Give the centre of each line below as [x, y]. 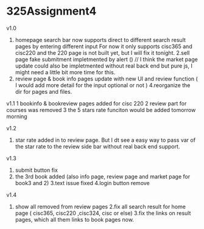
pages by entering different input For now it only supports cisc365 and [104, 46]
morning [17, 116]
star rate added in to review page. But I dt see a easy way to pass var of [105, 140]
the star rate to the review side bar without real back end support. [97, 146]
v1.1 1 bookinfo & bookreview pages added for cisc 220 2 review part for [97, 103]
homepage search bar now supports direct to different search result [100, 40]
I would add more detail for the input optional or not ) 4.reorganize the [103, 85]
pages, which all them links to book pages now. [74, 219]
